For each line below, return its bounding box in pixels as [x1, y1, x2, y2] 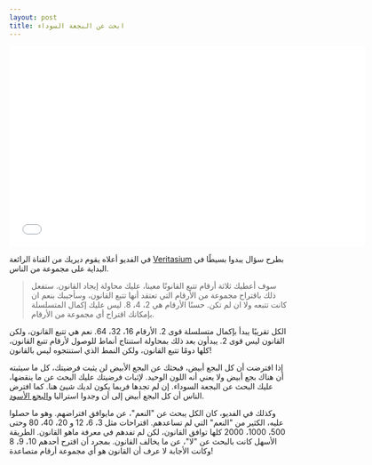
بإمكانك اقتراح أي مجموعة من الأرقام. [30, 309, 155, 319]
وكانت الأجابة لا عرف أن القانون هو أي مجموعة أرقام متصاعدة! [9, 445, 214, 456]
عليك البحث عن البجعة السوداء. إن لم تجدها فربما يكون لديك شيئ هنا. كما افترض [9, 381, 273, 391]
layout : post [9, 12, 58, 22]
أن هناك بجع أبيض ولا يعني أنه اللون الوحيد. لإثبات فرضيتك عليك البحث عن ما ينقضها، [9, 371, 284, 382]
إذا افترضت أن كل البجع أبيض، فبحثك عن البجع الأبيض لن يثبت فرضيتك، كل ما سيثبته [9, 362, 284, 373]
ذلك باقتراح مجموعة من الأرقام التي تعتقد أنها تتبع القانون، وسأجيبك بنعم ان [30, 290, 277, 301]
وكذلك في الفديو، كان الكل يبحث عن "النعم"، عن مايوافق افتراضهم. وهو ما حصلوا [9, 407, 277, 418]
